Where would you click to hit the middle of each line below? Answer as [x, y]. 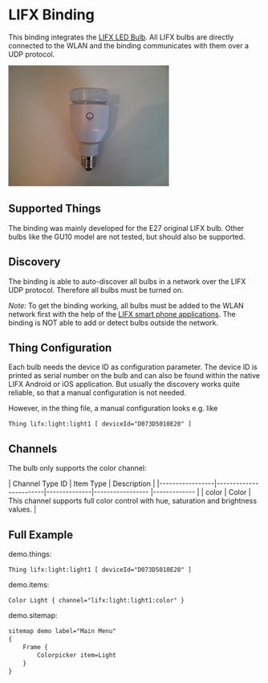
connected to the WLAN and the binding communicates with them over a [128, 45]
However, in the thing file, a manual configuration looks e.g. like [113, 409]
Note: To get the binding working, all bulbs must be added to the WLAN [126, 305]
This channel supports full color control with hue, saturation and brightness [133, 501]
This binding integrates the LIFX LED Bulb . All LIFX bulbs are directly [121, 37]
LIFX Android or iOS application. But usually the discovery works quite [124, 385]
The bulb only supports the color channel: [77, 468]
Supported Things [55, 209]
